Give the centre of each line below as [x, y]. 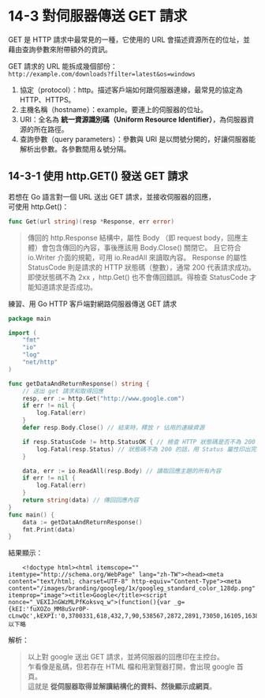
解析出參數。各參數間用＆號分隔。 [75, 149]
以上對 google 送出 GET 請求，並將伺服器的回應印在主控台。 [125, 657]
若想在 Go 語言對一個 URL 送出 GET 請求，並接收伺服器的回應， [112, 196]
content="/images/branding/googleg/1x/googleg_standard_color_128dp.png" [132, 588]
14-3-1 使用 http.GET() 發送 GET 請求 [98, 176]
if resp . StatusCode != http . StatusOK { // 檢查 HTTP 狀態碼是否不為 [132, 442]
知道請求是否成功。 [65, 287]
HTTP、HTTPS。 [47, 99]
